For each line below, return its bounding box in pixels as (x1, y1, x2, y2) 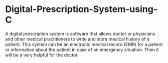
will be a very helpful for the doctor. (5, 51, 79, 58)
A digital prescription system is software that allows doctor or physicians (5, 30, 155, 36)
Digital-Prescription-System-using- (5, 3, 158, 15)
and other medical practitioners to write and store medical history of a (5, 36, 149, 42)
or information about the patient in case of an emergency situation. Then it (5, 46, 159, 52)
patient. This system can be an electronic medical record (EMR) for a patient (5, 41, 163, 47)
